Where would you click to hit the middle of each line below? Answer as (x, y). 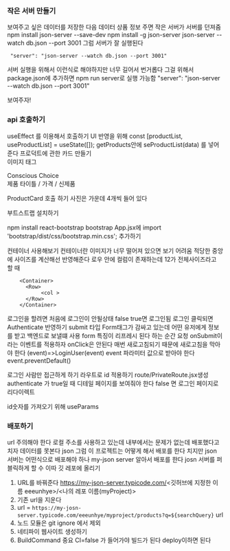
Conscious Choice (33, 175)
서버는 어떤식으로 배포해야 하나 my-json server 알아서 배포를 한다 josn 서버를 (111, 459)
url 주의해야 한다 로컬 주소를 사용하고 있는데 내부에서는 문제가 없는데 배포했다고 (113, 442)
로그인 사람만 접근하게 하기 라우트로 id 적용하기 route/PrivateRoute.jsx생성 (108, 374)
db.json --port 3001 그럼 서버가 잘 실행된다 (84, 43)
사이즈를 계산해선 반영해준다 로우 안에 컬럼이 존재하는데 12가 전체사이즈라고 (115, 259)
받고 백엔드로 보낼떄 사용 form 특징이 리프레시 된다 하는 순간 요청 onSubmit (116, 335)
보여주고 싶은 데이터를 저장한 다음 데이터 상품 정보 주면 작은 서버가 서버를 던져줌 (114, 27)
